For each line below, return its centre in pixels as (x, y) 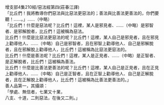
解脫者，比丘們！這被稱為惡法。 (54, 31)
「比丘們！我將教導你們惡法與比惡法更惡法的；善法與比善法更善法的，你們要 (82, 13)
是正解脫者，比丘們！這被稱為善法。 (41, 61)
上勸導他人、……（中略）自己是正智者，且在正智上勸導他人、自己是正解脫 (79, 74)
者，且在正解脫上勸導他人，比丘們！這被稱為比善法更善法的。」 (68, 80)
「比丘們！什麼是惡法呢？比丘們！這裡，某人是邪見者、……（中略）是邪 (77, 25)
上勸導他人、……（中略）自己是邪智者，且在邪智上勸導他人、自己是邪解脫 (79, 43)
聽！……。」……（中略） (29, 19)
